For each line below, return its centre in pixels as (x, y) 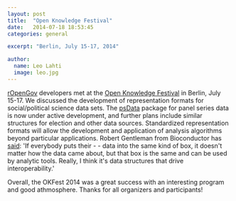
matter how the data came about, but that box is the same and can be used (117, 153)
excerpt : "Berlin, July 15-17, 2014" (63, 47)
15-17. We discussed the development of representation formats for (106, 100)
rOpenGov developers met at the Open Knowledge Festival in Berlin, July (114, 92)
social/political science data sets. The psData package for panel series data (118, 108)
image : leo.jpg (36, 72)
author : (19, 60)
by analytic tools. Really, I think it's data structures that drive (96, 161)
